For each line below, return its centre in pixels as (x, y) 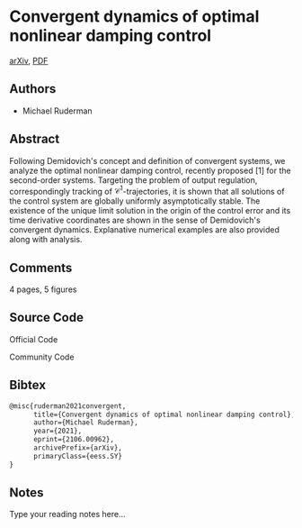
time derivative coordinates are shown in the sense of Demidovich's (135, 220)
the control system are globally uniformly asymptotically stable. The (135, 201)
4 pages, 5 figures (43, 289)
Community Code (42, 357)
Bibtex (28, 385)
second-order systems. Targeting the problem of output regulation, (133, 180)
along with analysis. (46, 240)
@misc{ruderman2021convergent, (68, 406)
